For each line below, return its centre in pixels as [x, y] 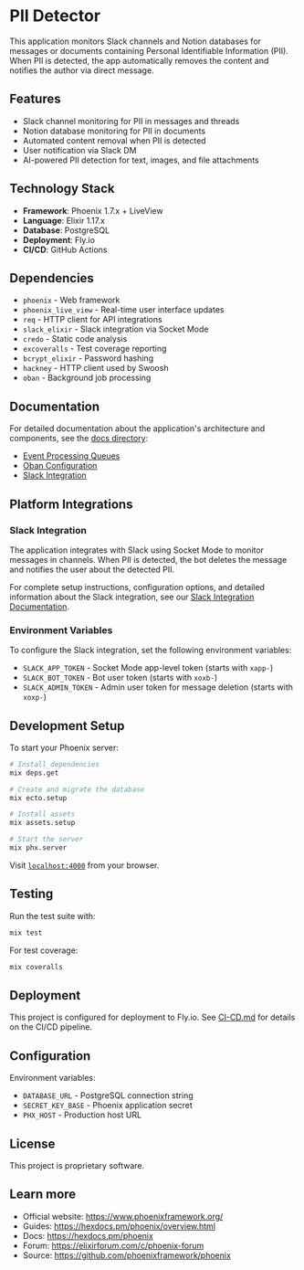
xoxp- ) [35, 697]
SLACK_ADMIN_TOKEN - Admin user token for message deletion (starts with [158, 687]
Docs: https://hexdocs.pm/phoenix [88, 1235]
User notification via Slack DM [79, 150]
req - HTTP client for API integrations [92, 320]
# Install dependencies [55, 764]
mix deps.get [34, 773]
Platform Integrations [71, 504]
